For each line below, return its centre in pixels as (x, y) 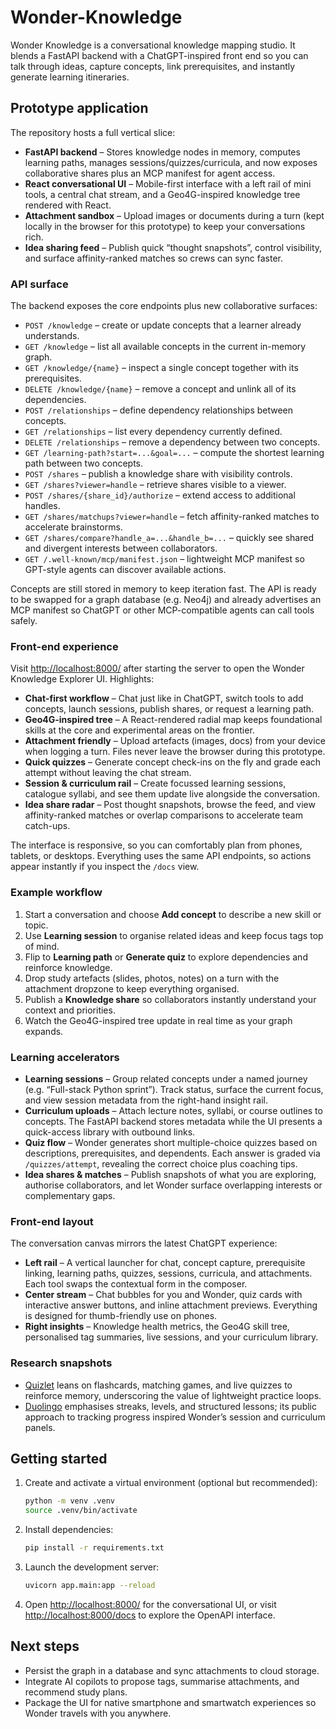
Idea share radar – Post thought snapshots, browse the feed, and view (170, 805)
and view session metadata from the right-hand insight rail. (146, 1100)
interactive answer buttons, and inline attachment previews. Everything (171, 1305)
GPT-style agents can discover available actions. (125, 570)
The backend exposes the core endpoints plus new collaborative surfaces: (164, 306)
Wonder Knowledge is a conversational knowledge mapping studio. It (153, 45)
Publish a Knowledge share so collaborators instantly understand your (170, 999)
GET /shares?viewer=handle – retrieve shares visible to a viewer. (155, 485)
